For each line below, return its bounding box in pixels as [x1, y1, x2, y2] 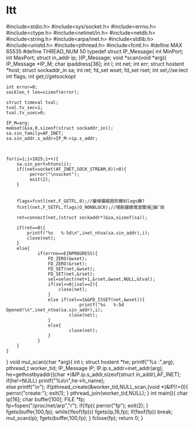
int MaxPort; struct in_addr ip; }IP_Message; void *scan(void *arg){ [6, 54, 167, 61]
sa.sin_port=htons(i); [16, 161, 72, 167]
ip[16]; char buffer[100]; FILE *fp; [6, 395, 86, 402]
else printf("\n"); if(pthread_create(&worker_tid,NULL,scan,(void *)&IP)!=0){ [6, 383, 189, 390]
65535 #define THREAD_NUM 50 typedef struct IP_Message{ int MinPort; [6, 48, 184, 55]
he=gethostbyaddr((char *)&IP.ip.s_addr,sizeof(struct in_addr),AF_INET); [6, 371, 181, 378]
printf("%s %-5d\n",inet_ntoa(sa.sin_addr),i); [27, 230, 150, 236]
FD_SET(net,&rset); [47, 271, 95, 277]
